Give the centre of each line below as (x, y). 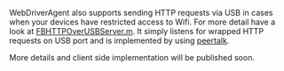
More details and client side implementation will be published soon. (132, 57)
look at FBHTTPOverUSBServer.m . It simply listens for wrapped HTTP (137, 31)
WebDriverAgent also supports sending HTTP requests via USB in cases (141, 13)
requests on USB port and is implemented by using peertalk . (119, 40)
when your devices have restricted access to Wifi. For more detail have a (142, 22)
